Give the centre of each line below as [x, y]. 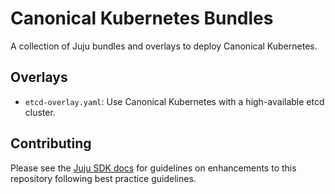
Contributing [51, 143]
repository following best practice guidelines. [103, 178]
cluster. [40, 112]
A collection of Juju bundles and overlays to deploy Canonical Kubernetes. [164, 46]
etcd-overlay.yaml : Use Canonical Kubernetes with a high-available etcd [174, 101]
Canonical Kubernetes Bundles [142, 18]
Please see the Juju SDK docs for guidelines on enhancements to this [153, 168]
